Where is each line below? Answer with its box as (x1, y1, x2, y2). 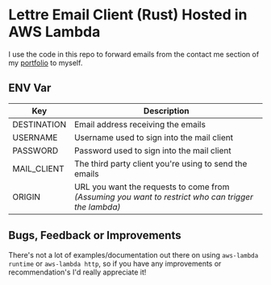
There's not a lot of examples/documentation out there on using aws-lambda (8, 250, 259, 259)
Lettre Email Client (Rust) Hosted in (8, 6, 248, 24)
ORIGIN (12, 191, 41, 202)
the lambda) (73, 201, 121, 213)
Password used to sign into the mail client (73, 145, 231, 156)
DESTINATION (12, 118, 67, 130)
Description (144, 105, 190, 116)
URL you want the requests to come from (73, 181, 230, 192)
